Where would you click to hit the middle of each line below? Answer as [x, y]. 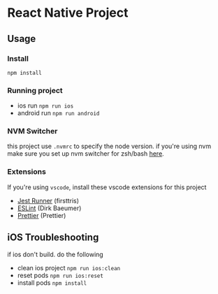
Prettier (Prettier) [42, 215]
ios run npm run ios [45, 105]
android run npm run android [58, 113]
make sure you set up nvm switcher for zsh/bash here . [86, 154]
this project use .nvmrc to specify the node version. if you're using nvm [109, 146]
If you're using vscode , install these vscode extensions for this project [107, 187]
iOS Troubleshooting [53, 238]
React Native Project [68, 13]
